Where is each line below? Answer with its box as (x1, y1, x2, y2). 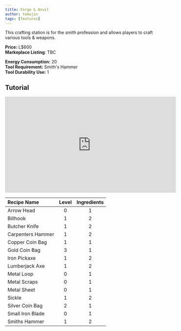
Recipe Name (7, 199, 40, 206)
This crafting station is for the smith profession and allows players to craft (5, 30, 153, 36)
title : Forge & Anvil (5, 7, 49, 12)
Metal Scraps (7, 279, 38, 286)
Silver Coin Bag (7, 302, 43, 309)
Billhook (7, 215, 26, 222)
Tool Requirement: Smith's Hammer (5, 64, 78, 70)
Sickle (7, 294, 22, 301)
